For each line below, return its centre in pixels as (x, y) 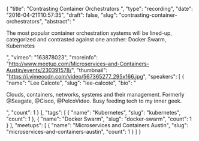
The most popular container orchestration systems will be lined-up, (89, 33)
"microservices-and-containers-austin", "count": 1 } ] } (74, 132)
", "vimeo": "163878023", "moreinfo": (52, 57)
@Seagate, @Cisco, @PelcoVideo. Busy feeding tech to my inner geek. (94, 101)
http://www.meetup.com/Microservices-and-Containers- (79, 64)
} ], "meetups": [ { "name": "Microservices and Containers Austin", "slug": (97, 125)
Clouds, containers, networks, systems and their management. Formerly (95, 94)
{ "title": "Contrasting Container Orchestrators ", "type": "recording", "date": (99, 9)
